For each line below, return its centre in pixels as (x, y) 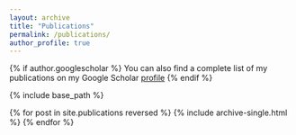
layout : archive (40, 18)
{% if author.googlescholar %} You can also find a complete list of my (139, 68)
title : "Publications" (52, 26)
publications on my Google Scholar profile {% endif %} (111, 78)
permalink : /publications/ (60, 34)
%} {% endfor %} (42, 122)
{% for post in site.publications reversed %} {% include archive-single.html (148, 112)
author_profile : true (50, 43)
